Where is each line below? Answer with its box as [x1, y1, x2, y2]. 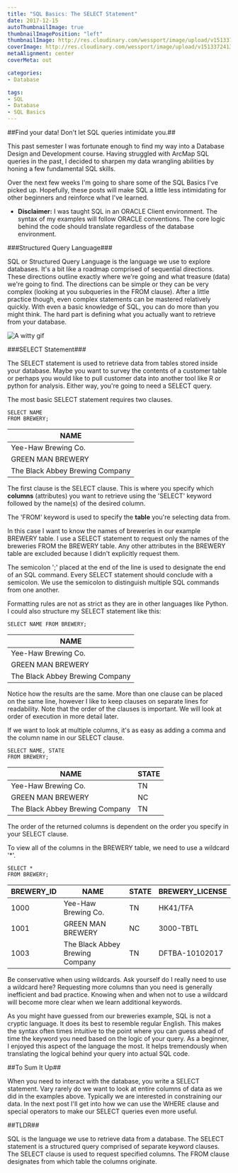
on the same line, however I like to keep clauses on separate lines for [7, 697, 209, 705]
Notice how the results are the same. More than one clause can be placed [7, 689, 223, 698]
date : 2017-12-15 [7, 17, 59, 24]
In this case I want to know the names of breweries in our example [7, 527, 200, 535]
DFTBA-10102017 [158, 949, 224, 958]
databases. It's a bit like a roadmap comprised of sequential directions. [7, 265, 215, 273]
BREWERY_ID [11, 887, 57, 896]
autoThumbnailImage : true [7, 23, 84, 31]
